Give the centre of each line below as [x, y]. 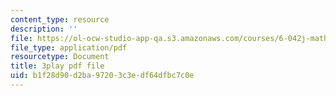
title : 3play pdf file [57, 66]
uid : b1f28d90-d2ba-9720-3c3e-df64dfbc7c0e [102, 76]
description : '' [44, 29]
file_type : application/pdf [69, 47]
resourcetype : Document [60, 57]
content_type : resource [60, 19]
